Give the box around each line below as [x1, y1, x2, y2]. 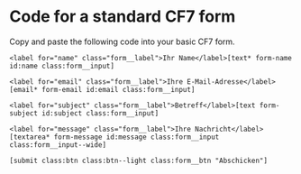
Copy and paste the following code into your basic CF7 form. [9, 36, 236, 47]
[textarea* [9, 133, 50, 142]
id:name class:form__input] [9, 61, 115, 70]
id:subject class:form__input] [41, 108, 160, 118]
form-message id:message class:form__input [53, 133, 220, 142]
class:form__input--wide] [9, 140, 106, 150]
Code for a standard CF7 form [9, 6, 236, 27]
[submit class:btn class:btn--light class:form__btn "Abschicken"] [9, 156, 269, 165]
